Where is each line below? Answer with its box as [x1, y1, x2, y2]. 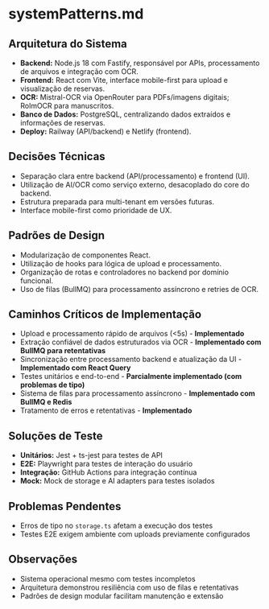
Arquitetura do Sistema [8, 37, 127, 51]
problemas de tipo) [19, 380, 85, 390]
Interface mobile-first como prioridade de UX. [19, 205, 172, 215]
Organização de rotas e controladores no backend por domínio [19, 267, 230, 277]
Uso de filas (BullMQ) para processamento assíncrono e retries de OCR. [19, 284, 259, 294]
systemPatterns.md [8, 5, 144, 23]
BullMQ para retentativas [19, 346, 106, 356]
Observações [8, 553, 78, 566]
